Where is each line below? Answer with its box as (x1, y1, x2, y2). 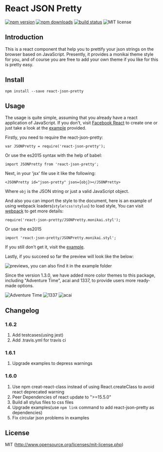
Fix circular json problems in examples (12, 414, 90, 420)
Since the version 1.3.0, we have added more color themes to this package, (5, 272, 156, 278)
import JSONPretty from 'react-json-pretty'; (5, 162, 99, 167)
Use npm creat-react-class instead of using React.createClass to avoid (12, 383, 155, 390)
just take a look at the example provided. (5, 125, 87, 131)
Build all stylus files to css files (12, 399, 74, 405)
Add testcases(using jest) (12, 332, 64, 338)
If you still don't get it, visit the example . (5, 244, 85, 250)
